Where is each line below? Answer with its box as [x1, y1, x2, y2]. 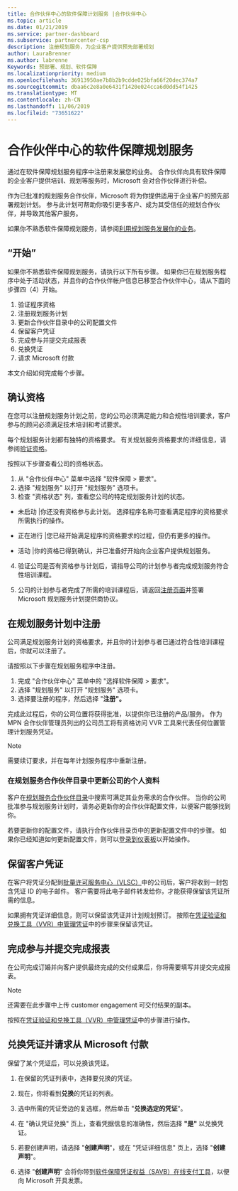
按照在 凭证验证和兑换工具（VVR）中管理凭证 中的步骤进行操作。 [7, 1016, 194, 1025]
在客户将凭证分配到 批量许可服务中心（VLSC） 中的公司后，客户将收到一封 [7, 878, 222, 887]
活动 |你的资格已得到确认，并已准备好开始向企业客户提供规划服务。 [17, 547, 215, 555]
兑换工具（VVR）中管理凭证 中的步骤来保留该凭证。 [7, 920, 157, 929]
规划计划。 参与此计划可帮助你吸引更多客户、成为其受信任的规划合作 [13, 200, 214, 208]
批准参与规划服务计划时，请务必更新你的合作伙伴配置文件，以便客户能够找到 [7, 802, 231, 811]
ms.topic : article [7, 17, 62, 24]
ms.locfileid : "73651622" [7, 110, 84, 117]
